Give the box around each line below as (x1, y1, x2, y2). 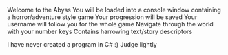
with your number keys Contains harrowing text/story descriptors (7, 27, 193, 35)
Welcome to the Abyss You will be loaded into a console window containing (7, 6, 222, 14)
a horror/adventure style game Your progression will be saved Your (7, 13, 198, 21)
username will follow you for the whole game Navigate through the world (7, 20, 214, 28)
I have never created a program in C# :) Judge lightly (7, 41, 157, 48)
